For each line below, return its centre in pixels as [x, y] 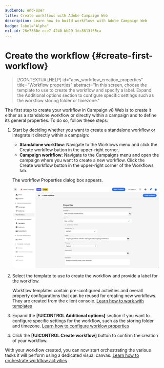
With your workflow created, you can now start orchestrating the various [78, 350]
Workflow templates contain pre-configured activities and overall [77, 291]
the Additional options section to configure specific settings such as [85, 95]
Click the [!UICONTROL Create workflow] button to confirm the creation [85, 336]
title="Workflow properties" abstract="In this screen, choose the [82, 85]
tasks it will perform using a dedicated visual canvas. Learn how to [72, 355]
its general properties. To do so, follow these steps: [57, 120]
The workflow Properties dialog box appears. [58, 180]
